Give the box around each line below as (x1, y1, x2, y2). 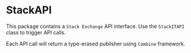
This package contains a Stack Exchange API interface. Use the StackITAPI (6, 23, 185, 30)
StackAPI (6, 3, 52, 17)
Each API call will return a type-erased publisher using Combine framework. (6, 40, 186, 47)
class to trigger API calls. (6, 29, 66, 36)
